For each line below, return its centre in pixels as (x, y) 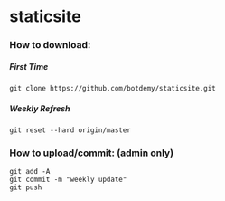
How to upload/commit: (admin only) (92, 153)
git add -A (30, 172)
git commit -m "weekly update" (68, 180)
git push (26, 187)
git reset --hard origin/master (70, 130)
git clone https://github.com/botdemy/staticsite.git (113, 89)
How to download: (50, 45)
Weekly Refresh (40, 108)
